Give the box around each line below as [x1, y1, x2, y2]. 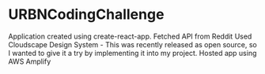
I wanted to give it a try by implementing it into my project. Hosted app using [8, 48, 257, 57]
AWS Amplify [8, 57, 51, 66]
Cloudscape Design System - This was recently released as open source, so [8, 39, 257, 49]
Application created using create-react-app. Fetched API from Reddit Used [8, 31, 252, 41]
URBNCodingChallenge [8, 6, 165, 24]
